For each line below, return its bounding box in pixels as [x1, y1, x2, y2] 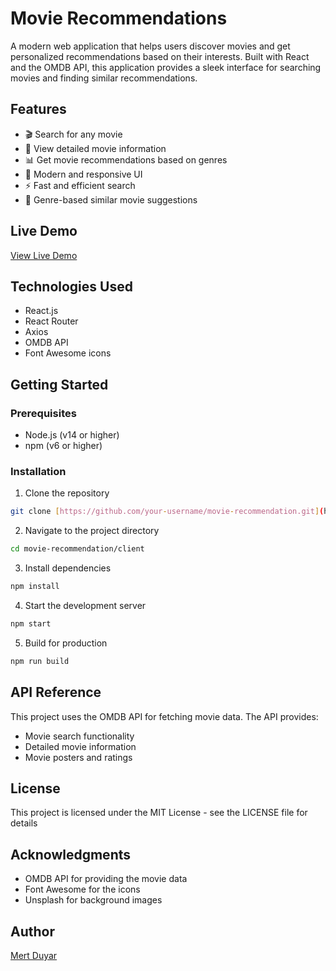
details [10, 817, 38, 829]
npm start [10, 618, 52, 629]
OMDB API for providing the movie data [24, 873, 188, 885]
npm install [10, 582, 60, 592]
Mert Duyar [10, 949, 58, 961]
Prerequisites [10, 406, 77, 420]
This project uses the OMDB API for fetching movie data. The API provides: [10, 710, 319, 722]
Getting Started [10, 376, 109, 393]
